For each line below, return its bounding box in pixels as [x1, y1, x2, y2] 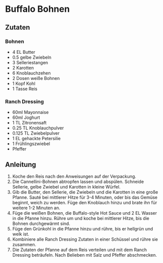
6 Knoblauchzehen [12, 70, 51, 76]
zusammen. [12, 241, 37, 247]
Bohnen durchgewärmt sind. [12, 221, 71, 226]
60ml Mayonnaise [12, 110, 49, 115]
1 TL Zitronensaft [12, 120, 47, 126]
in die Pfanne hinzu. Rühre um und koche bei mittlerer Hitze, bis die [12, 215, 150, 221]
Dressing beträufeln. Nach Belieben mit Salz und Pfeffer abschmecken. [12, 252, 157, 258]
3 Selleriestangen [12, 59, 48, 65]
